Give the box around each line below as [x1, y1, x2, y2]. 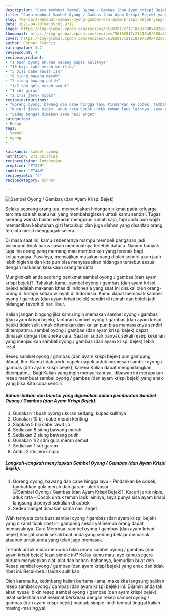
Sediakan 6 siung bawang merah [12, 427, 82, 433]
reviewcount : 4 [5, 50, 38, 55]
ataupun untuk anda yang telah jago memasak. [5, 537, 103, 543]
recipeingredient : [5, 54, 44, 60]
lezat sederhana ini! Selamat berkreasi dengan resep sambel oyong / [5, 594, 149, 601]
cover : [5, 36, 19, 41]
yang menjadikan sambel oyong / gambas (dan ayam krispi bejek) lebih [5, 338, 154, 344]
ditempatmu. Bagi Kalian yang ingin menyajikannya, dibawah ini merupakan [5, 370, 163, 376]
